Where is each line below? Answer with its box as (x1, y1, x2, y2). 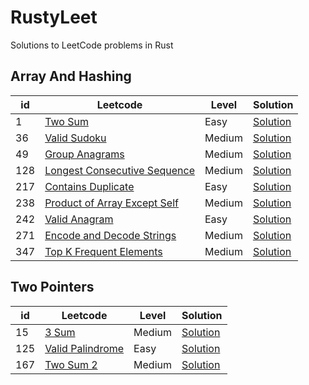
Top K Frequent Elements (44, 244, 163, 258)
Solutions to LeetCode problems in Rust (10, 39, 174, 51)
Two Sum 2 (44, 357, 98, 371)
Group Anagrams (44, 147, 125, 161)
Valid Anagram (44, 212, 114, 226)
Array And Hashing (10, 68, 132, 85)
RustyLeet (10, 6, 98, 29)
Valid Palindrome (44, 341, 125, 355)
